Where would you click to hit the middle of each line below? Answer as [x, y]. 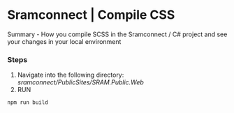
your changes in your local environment [64, 41]
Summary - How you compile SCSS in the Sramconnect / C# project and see [117, 34]
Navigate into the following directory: [71, 75]
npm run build [28, 103]
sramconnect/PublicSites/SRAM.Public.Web [81, 82]
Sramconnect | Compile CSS [91, 15]
